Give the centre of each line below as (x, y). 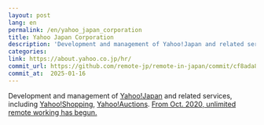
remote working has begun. (53, 112)
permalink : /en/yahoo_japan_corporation (75, 30)
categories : (27, 52)
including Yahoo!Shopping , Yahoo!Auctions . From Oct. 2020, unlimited (122, 104)
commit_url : (27, 66)
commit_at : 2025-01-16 (47, 73)
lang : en (22, 23)
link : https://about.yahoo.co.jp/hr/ (70, 59)
